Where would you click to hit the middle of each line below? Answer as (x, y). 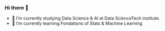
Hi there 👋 (17, 8)
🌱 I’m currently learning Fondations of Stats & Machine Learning (77, 23)
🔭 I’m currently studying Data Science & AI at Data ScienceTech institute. (86, 18)
